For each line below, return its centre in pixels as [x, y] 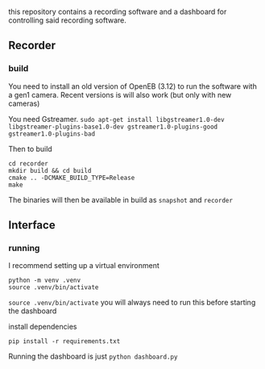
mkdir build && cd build [50, 170]
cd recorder [28, 164]
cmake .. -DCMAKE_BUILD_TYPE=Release [72, 178]
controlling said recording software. [68, 20]
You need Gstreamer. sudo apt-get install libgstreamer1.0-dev [116, 119]
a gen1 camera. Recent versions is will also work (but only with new [120, 94]
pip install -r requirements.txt [64, 342]
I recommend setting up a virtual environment [84, 266]
